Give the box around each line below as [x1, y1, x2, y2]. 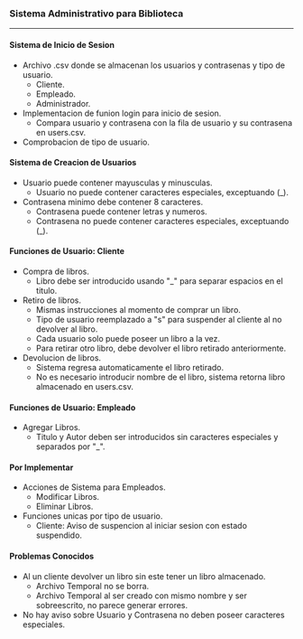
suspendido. [35, 530, 83, 540]
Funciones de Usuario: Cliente [9, 246, 124, 257]
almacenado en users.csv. [35, 381, 133, 391]
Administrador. [35, 98, 91, 108]
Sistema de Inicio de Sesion [9, 39, 115, 50]
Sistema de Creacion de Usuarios [9, 157, 137, 168]
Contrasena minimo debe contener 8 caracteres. [22, 196, 204, 207]
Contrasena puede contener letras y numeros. [35, 206, 207, 217]
